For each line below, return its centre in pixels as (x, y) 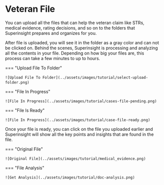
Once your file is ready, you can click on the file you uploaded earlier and (79, 129)
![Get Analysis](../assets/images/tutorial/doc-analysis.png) (70, 177)
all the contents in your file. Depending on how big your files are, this (75, 53)
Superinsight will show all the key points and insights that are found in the (79, 134)
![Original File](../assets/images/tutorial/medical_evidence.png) (76, 158)
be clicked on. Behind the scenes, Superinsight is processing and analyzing (82, 48)
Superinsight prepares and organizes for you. (51, 33)
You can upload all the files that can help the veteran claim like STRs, (75, 23)
